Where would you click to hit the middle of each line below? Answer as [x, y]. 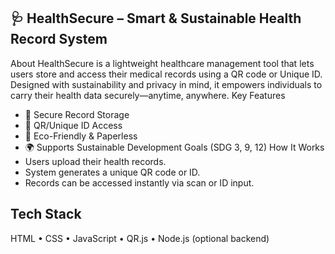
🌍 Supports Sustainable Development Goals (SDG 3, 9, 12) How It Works [174, 147]
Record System [59, 39]
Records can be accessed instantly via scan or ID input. [139, 182]
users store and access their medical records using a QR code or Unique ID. [166, 74]
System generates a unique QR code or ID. [112, 172]
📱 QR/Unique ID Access [73, 125]
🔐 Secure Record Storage [77, 114]
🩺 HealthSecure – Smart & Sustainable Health [156, 18]
